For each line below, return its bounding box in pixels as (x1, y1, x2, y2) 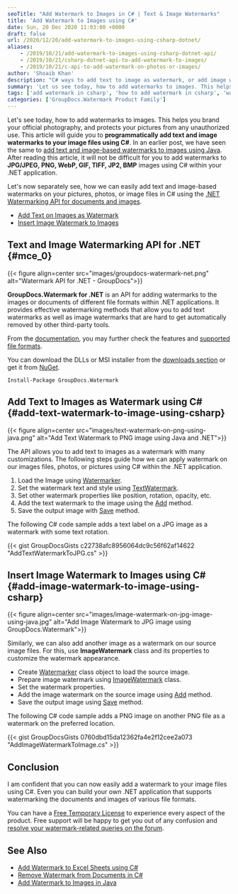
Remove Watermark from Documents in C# (17, 871, 143, 880)
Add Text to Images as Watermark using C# (7, 396, 203, 408)
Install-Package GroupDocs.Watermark (7, 377, 119, 384)
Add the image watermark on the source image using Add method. (17, 690, 212, 699)
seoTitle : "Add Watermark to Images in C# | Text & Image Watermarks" (7, 10, 220, 18)
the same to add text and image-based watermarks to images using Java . (7, 146, 222, 154)
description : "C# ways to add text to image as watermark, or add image (7, 76, 227, 84)
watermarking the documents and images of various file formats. (7, 795, 197, 804)
